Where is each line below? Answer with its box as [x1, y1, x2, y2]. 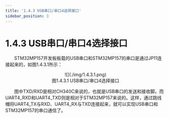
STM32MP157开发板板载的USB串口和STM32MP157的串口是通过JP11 [14, 55, 158, 61]
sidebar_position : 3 [5, 13, 49, 19]
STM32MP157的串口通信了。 [5, 107, 66, 113]
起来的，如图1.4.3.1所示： [9, 61, 63, 68]
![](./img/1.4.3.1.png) [64, 71, 107, 78]
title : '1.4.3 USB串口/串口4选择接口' [5, 8, 81, 13]
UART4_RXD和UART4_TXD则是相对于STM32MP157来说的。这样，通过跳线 [5, 95, 162, 101]
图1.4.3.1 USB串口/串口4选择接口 [51, 77, 120, 84]
